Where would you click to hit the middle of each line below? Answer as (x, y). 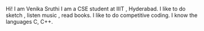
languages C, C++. (29, 22)
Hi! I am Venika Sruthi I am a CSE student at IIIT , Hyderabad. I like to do (96, 9)
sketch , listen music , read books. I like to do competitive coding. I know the (102, 15)
